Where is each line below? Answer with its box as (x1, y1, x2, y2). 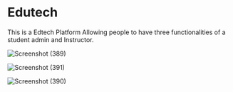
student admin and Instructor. (7, 35, 94, 44)
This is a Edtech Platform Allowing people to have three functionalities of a (7, 28, 226, 36)
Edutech (7, 4, 58, 21)
